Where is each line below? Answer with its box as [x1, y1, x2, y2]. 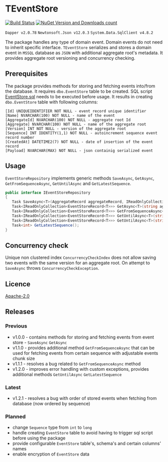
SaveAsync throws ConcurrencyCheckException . [5, 265, 99, 271]
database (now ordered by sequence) [12, 401, 90, 407]
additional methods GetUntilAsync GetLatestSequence [12, 371, 122, 377]
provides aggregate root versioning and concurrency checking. [5, 55, 135, 61]
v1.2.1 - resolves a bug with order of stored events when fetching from [12, 395, 157, 401]
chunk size [12, 355, 35, 361]
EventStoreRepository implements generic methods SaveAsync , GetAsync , [5, 175, 154, 181]
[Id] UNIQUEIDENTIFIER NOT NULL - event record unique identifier [5, 108, 146, 113]
